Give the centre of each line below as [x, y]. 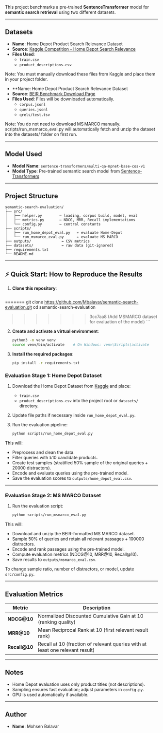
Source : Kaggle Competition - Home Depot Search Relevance [74, 49]
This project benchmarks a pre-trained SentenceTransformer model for [77, 7]
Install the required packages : [43, 354]
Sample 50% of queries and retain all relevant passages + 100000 [78, 539]
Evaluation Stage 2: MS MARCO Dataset [53, 495]
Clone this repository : [34, 288]
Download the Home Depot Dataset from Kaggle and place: [71, 386]
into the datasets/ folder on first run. [41, 134]
